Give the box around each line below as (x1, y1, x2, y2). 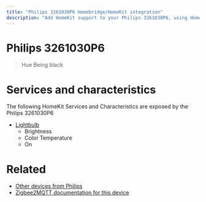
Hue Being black (21, 61, 63, 69)
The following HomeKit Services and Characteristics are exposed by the (6, 103, 189, 110)
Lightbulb (15, 121, 40, 129)
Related (6, 162, 46, 176)
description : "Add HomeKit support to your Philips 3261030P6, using (6, 15, 188, 21)
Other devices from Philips (15, 182, 83, 190)
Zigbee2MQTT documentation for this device (15, 189, 129, 196)
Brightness (24, 128, 52, 135)
